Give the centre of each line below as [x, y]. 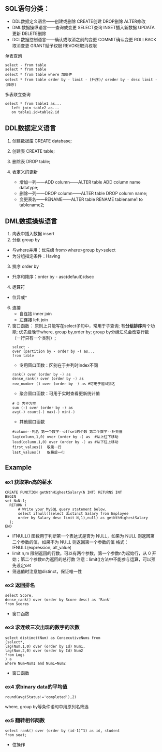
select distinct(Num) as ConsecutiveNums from [53, 638]
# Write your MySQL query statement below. [62, 509]
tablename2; [32, 205]
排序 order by [25, 266]
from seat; [16, 735]
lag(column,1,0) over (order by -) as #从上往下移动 [65, 437]
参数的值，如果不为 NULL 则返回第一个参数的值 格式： [75, 542]
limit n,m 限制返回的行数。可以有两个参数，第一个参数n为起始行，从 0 [81, 553]
